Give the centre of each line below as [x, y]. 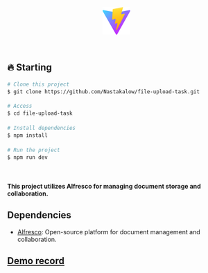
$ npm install [28, 135]
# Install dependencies [42, 128]
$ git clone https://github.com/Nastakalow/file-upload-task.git [103, 92]
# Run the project [34, 150]
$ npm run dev [28, 157]
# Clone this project [38, 84]
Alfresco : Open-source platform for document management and [109, 232]
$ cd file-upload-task [40, 113]
